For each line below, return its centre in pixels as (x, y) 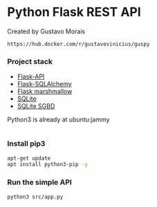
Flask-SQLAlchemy (45, 84)
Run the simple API (40, 183)
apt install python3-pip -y (48, 165)
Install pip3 (26, 144)
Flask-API (31, 76)
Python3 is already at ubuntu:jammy (58, 119)
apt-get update (29, 158)
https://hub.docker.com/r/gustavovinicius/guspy (78, 44)
